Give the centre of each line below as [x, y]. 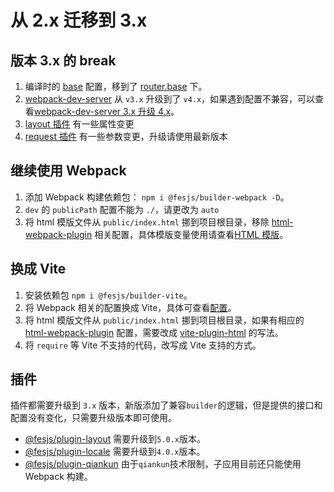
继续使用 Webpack [68, 171]
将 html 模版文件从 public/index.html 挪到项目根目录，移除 [147, 222]
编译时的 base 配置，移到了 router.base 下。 [116, 86]
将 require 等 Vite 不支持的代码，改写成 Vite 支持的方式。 [143, 345]
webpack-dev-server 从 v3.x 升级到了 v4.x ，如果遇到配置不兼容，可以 [170, 99]
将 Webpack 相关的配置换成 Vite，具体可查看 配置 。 [130, 307]
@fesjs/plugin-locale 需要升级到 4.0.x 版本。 [115, 452]
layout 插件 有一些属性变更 [79, 124]
